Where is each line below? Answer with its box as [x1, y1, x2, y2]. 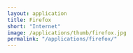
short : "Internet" [7, 23, 61, 30]
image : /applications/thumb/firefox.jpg [7, 29, 127, 36]
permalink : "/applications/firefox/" [7, 36, 118, 43]
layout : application [7, 10, 68, 17]
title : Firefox [7, 17, 52, 23]
